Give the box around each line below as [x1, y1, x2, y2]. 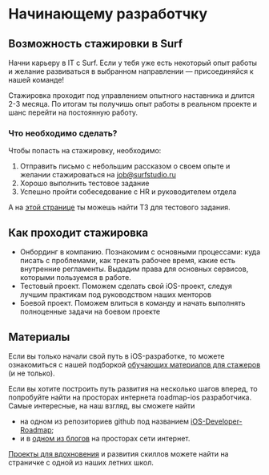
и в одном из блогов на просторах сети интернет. [19, 433, 191, 443]
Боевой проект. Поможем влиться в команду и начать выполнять [19, 298, 246, 308]
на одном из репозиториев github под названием [19, 416, 190, 426]
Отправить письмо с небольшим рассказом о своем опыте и [19, 161, 231, 171]
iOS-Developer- [191, 416, 243, 426]
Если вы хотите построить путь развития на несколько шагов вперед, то [8, 384, 258, 393]
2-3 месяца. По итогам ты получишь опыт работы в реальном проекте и [8, 99, 258, 108]
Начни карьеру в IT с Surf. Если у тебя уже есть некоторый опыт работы [8, 58, 258, 67]
